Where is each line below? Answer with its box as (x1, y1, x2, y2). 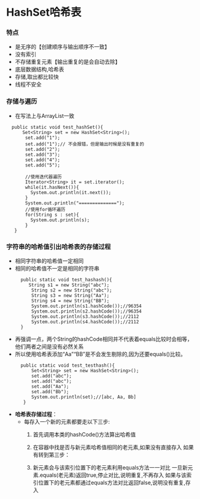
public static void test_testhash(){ (20, 363, 115, 369)
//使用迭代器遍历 (25, 174, 62, 180)
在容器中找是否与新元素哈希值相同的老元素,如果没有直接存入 (32, 444, 182, 451)
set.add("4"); (25, 157, 61, 163)
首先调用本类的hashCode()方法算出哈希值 (32, 431, 136, 438)
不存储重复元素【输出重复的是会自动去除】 (14, 58, 121, 66)
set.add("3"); (25, 152, 61, 158)
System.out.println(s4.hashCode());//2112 (31, 319, 139, 325)
